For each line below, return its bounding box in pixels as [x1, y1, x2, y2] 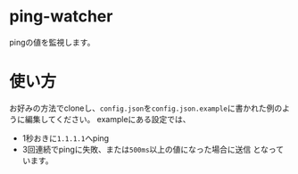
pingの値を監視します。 [9, 37, 95, 47]
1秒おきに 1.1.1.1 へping [21, 132, 110, 144]
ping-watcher [9, 6, 113, 27]
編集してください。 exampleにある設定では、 [24, 113, 191, 124]
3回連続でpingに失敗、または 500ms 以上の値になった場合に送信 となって [21, 144, 284, 154]
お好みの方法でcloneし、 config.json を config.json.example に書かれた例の [9, 103, 283, 113]
